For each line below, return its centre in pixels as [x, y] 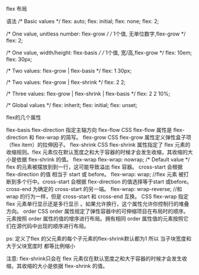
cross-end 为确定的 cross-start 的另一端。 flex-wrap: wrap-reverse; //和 [94, 189]
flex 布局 [17, 9]
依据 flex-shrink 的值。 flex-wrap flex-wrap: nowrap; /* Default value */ [103, 159]
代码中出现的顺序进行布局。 [55, 226]
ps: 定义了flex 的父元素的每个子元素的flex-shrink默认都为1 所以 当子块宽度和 [99, 239]
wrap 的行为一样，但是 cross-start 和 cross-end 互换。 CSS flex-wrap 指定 [97, 196]
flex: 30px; [19, 59]
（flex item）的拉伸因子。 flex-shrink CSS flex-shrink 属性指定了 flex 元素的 [98, 145]
